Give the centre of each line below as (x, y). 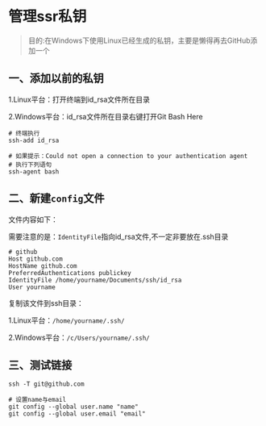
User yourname (32, 287)
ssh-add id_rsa (34, 140)
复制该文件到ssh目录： (46, 303)
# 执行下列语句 (30, 165)
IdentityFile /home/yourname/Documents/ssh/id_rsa (95, 280)
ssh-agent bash (34, 171)
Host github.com (35, 259)
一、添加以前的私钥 (56, 79)
